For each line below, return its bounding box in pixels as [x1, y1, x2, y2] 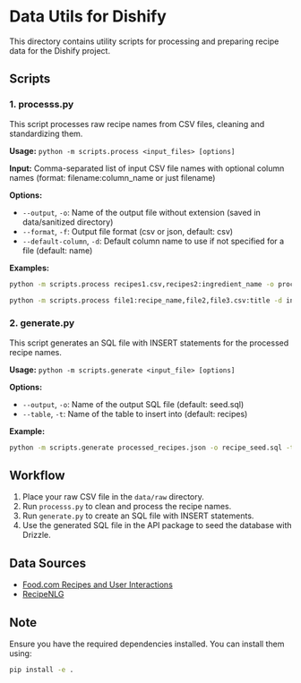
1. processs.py [9, 98, 74, 111]
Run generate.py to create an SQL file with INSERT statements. [21, 510, 254, 521]
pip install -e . [9, 665, 74, 674]
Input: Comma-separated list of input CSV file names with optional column [9, 163, 285, 174]
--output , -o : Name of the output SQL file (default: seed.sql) [21, 398, 245, 409]
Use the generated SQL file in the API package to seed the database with [21, 520, 293, 531]
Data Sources [9, 555, 87, 570]
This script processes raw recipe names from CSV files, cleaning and [9, 118, 265, 129]
